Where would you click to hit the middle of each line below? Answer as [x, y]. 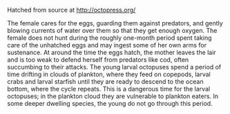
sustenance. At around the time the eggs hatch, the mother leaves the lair [112, 52]
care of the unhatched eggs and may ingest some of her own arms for [107, 45]
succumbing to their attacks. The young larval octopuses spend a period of [114, 67]
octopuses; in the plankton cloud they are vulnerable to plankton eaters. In [113, 96]
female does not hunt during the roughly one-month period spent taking [109, 38]
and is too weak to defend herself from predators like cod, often [98, 60]
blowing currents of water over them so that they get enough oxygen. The [112, 31]
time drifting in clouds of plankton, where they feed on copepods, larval [109, 74]
